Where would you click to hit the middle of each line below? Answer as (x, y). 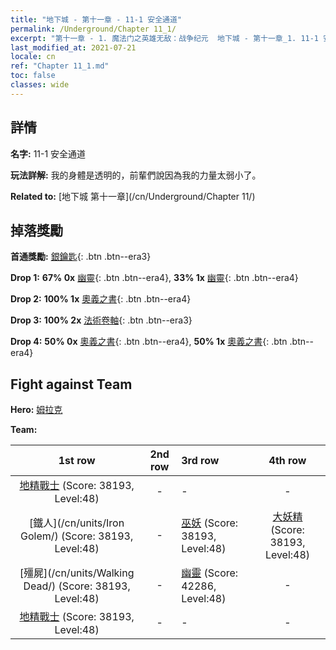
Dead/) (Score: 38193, (77, 586)
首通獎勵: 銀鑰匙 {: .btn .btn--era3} (81, 257)
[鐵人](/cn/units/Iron (77, 523)
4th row (287, 461)
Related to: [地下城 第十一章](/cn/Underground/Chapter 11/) (133, 196)
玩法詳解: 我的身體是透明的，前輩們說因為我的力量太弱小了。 (136, 175)
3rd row (200, 461)
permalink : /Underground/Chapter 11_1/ (93, 29)
